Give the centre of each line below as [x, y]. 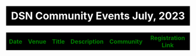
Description [87, 42]
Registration [168, 38]
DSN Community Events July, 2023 [98, 16]
